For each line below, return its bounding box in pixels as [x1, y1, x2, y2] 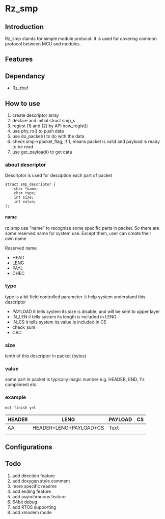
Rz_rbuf [12, 85, 28, 91]
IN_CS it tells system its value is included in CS [12, 319, 107, 325]
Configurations [5, 443, 53, 451]
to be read [12, 144, 33, 150]
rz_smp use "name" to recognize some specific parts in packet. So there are [5, 225, 160, 231]
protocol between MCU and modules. [5, 41, 81, 47]
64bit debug [12, 499, 38, 505]
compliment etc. [5, 381, 38, 387]
